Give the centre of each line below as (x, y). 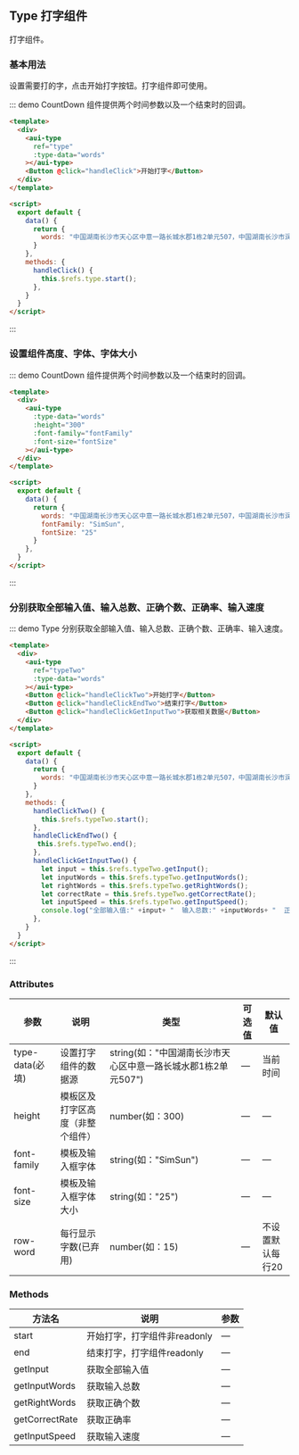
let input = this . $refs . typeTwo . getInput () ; (125, 869)
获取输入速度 (113, 1437)
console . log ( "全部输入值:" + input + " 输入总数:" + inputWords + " (159, 910)
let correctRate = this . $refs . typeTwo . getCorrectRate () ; (149, 894)
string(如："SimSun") (154, 1160)
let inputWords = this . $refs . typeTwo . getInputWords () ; (145, 877)
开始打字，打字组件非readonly (150, 1336)
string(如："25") (144, 1197)
